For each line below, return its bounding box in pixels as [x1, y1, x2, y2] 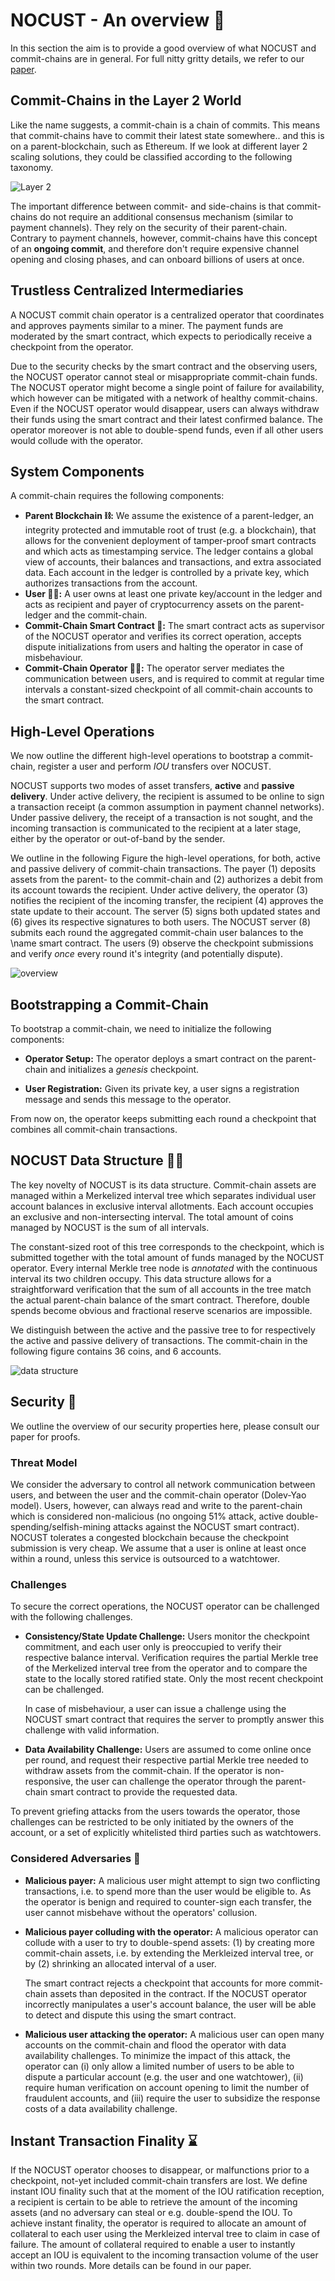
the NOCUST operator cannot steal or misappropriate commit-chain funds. [10, 370, 318, 383]
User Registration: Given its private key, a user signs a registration [24, 1083, 300, 1094]
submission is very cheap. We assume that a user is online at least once [10, 1542, 307, 1554]
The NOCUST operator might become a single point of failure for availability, [10, 381, 325, 393]
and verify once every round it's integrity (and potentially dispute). [10, 948, 283, 960]
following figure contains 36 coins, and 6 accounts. [10, 1345, 222, 1357]
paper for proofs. [10, 1430, 81, 1443]
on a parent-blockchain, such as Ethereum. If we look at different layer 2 [10, 140, 308, 152]
